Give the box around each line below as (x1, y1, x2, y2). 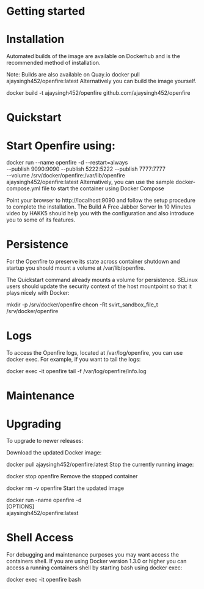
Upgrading (6, 417, 62, 431)
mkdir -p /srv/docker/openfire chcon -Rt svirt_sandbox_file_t (6, 301, 159, 308)
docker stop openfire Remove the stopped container (6, 473, 138, 480)
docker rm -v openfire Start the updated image (6, 484, 124, 492)
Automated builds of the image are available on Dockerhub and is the (6, 53, 180, 60)
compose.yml (6, 185, 41, 192)
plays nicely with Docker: (6, 289, 70, 297)
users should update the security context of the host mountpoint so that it (6, 283, 192, 290)
